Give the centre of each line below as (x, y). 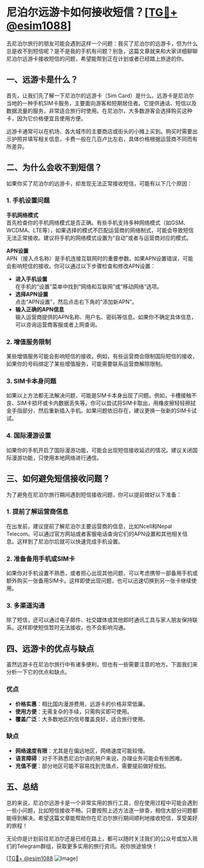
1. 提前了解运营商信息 (37, 512)
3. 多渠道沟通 (25, 606)
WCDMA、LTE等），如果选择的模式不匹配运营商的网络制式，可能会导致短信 (100, 230)
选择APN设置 (32, 294)
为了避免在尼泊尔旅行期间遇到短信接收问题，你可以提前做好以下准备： (94, 494)
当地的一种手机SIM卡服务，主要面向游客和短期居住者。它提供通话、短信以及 (102, 103)
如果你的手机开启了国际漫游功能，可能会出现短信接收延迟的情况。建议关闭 (99, 450)
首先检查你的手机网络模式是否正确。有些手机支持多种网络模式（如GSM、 (98, 222)
